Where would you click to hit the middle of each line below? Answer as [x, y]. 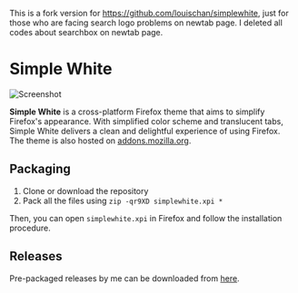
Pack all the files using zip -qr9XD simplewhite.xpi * [123, 200]
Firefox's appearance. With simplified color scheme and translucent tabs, [146, 121]
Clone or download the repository [85, 190]
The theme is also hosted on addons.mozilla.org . [100, 141]
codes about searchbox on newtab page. [86, 32]
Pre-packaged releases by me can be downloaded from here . [124, 278]
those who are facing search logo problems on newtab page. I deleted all [146, 23]
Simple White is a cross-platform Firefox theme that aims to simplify [137, 112]
